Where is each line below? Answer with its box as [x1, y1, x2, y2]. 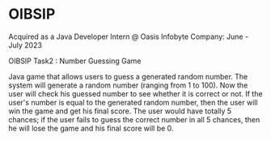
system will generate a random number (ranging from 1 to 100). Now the [8, 80, 248, 90]
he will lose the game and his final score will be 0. [8, 123, 174, 133]
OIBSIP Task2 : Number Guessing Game [8, 56, 142, 66]
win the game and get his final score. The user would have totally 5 [8, 106, 232, 116]
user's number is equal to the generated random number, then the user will [8, 97, 258, 107]
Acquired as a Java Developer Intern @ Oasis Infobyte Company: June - [8, 32, 249, 41]
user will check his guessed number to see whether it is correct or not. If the [8, 88, 263, 98]
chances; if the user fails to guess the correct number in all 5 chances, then [8, 114, 260, 124]
